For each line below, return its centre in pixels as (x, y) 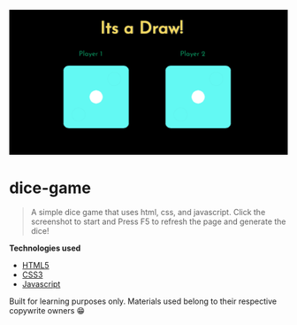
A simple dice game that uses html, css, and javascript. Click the (148, 213)
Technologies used (45, 248)
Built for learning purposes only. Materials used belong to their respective (143, 301)
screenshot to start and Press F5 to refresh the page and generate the (158, 221)
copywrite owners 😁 (47, 311)
